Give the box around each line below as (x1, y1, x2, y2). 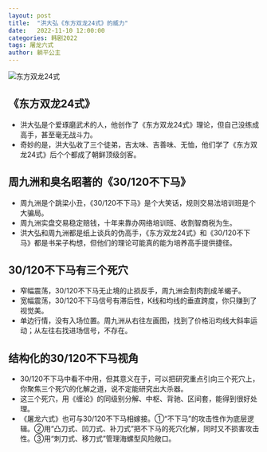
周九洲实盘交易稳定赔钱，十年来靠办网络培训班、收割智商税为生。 (19, 218, 237, 227)
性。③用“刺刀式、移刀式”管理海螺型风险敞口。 (19, 434, 176, 443)
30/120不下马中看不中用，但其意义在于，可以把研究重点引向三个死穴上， (19, 374, 260, 383)
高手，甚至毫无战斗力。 (19, 129, 97, 140)
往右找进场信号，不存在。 (47, 326, 132, 336)
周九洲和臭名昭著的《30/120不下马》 (8, 175, 191, 189)
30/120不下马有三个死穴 (8, 264, 129, 277)
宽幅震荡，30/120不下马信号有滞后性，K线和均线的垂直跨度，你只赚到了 (19, 296, 257, 305)
